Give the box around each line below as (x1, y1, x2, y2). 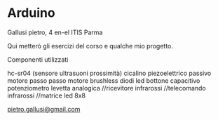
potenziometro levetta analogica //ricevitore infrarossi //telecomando (7, 84, 207, 92)
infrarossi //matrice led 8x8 (7, 91, 86, 100)
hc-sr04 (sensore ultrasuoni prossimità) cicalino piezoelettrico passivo (7, 69, 212, 77)
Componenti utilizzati (7, 55, 69, 64)
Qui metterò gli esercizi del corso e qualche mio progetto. (7, 41, 174, 50)
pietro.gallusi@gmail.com (7, 105, 81, 113)
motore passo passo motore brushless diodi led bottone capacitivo (7, 76, 200, 85)
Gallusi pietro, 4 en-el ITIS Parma (7, 28, 103, 36)
